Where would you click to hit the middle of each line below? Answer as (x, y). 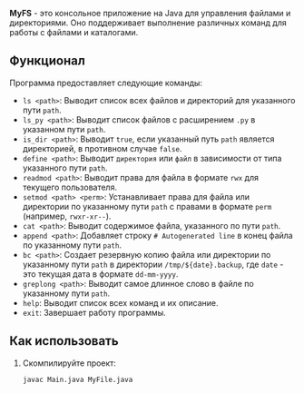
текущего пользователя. (70, 187)
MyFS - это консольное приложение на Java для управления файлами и (150, 13)
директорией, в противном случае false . (102, 148)
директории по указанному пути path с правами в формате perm (147, 206)
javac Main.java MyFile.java (78, 379)
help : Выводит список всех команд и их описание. (121, 302)
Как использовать (64, 341)
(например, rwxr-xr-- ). (67, 216)
